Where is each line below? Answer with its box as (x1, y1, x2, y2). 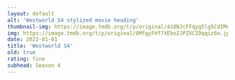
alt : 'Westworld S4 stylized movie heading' (7, 17, 139, 24)
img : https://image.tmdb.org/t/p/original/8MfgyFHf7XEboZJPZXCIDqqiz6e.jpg (7, 29, 233, 37)
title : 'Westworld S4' (7, 42, 73, 49)
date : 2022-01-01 (7, 36, 58, 43)
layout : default (7, 10, 55, 17)
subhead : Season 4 (7, 62, 61, 69)
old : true (7, 49, 36, 56)
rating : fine (7, 56, 45, 63)
